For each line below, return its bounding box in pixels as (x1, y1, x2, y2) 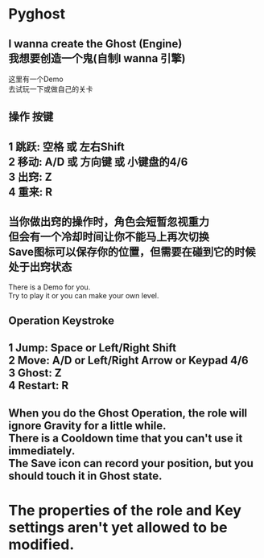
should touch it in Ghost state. (8, 469, 163, 482)
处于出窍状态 (8, 261, 72, 274)
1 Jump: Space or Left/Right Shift (8, 341, 177, 355)
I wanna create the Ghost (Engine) (8, 37, 183, 51)
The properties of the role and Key (8, 501, 241, 519)
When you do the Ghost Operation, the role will (8, 406, 248, 420)
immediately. (8, 444, 76, 457)
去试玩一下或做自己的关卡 (8, 84, 93, 93)
